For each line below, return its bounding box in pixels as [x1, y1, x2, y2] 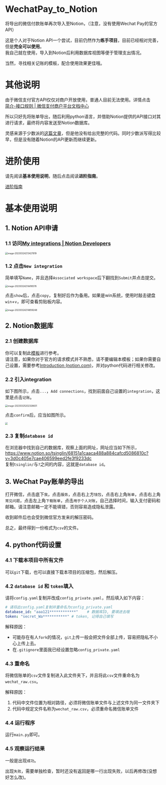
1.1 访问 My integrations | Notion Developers [5, 240, 111, 247]
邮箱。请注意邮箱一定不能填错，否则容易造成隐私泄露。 [5, 504, 118, 510]
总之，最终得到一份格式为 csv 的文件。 [5, 525, 82, 531]
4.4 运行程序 [5, 719, 36, 726]
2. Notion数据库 [5, 321, 53, 330]
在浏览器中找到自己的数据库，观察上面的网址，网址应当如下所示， [5, 445, 139, 451]
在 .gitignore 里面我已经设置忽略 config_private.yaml [12, 646, 120, 653]
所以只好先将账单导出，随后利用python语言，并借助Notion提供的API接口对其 [5, 113, 161, 120]
